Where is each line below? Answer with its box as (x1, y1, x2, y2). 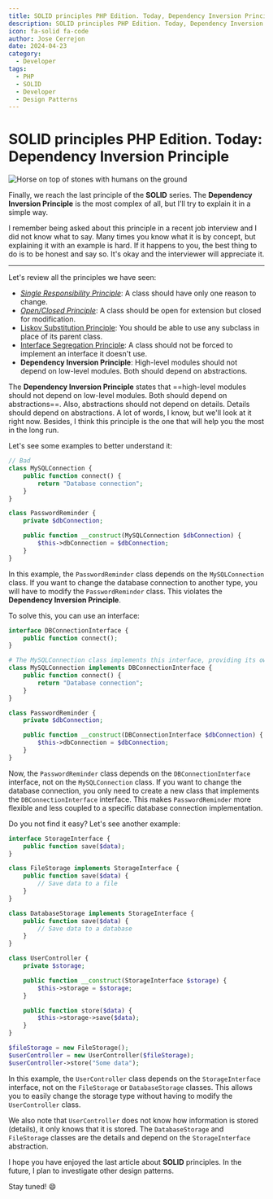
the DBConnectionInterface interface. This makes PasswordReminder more (8, 794, 252, 804)
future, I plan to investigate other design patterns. (8, 1166, 175, 1175)
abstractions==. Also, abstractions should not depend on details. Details (8, 400, 250, 409)
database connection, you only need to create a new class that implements (8, 785, 260, 795)
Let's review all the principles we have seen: (8, 273, 157, 282)
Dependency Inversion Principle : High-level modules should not (19, 357, 238, 367)
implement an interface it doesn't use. (19, 349, 148, 359)
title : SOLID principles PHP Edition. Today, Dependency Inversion (8, 11, 242, 20)
